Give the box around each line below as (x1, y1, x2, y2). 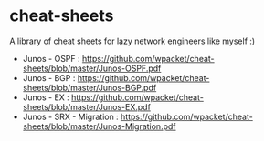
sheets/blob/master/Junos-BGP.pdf (22, 82, 157, 93)
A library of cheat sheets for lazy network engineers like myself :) (9, 35, 256, 46)
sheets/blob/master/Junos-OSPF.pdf (22, 63, 162, 74)
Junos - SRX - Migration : (22, 111, 119, 122)
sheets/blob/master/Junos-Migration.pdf (22, 120, 176, 132)
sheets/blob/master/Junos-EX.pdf (22, 101, 151, 112)
